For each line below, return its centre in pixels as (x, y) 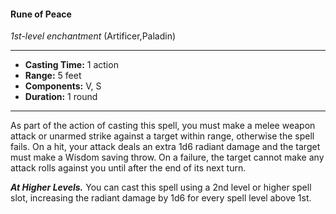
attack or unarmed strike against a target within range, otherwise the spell (162, 136)
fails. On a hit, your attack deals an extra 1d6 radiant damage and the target (165, 147)
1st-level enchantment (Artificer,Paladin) (93, 36)
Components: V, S (63, 86)
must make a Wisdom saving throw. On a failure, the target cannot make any (167, 157)
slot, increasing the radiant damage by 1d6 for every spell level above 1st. (161, 198)
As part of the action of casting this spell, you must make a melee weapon (163, 126)
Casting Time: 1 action (71, 65)
